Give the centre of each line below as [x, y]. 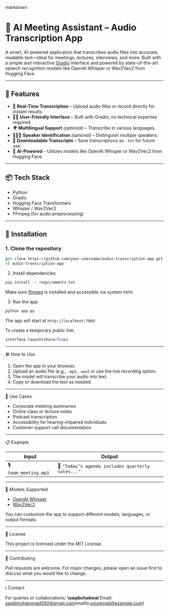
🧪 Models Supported [27, 489]
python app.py [20, 311]
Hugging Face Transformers [42, 203]
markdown [16, 7]
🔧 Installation [26, 234]
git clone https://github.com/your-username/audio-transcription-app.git [84, 259]
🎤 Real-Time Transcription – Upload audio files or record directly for [83, 106]
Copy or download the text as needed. [52, 382]
